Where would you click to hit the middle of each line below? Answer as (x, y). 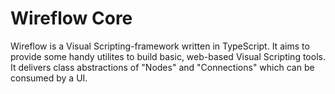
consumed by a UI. (49, 78)
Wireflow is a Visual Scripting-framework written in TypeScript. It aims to (160, 46)
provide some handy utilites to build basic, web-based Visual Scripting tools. (168, 56)
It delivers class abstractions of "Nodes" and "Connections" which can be (162, 67)
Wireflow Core (71, 18)
